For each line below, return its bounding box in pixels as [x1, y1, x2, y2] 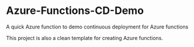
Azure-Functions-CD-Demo [6, 4, 144, 17]
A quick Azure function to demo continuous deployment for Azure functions [6, 23, 189, 30]
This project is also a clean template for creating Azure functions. [6, 34, 164, 41]
